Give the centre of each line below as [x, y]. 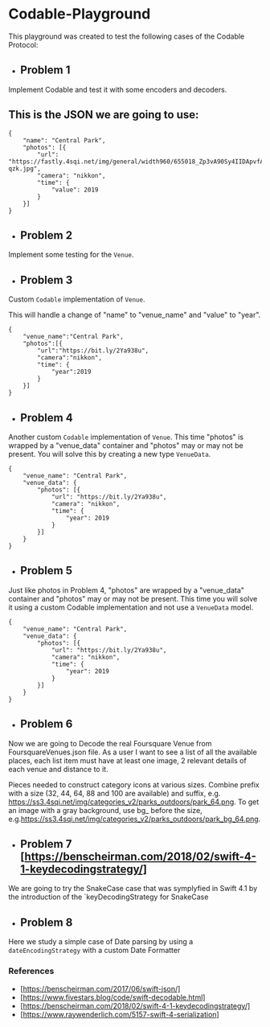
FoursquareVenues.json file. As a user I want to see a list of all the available [133, 752]
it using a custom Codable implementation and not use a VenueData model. [131, 607]
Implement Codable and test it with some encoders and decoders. [118, 89]
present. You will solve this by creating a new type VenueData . [110, 454]
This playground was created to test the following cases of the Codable [127, 36]
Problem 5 [46, 571]
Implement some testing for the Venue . [71, 255]
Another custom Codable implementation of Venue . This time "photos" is [126, 437]
